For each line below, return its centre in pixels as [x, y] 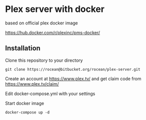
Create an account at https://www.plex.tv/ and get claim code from [73, 79]
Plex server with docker [55, 9]
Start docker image [25, 103]
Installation [23, 48]
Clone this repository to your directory [44, 60]
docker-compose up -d [27, 112]
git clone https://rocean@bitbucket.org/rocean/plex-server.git [73, 69]
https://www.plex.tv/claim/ [32, 84]
